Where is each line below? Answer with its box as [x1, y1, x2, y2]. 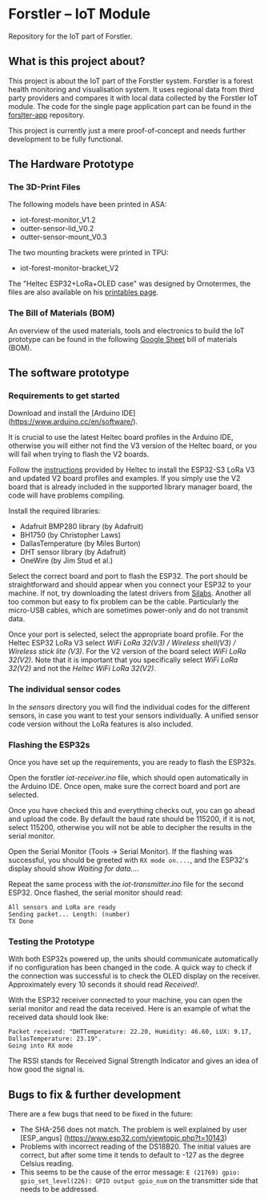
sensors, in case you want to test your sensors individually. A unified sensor [8, 710, 258, 720]
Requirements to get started [8, 390, 120, 401]
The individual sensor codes [8, 684, 122, 695]
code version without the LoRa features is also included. [8, 719, 194, 729]
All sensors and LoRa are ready [8, 904, 116, 912]
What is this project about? [8, 55, 146, 68]
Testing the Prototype [8, 936, 95, 947]
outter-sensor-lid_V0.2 [19, 224, 94, 234]
